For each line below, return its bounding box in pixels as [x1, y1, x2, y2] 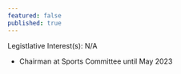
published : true [7, 19, 62, 27]
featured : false [7, 11, 62, 20]
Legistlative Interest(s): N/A [7, 41, 98, 50]
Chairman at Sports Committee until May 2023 [18, 56, 173, 66]
